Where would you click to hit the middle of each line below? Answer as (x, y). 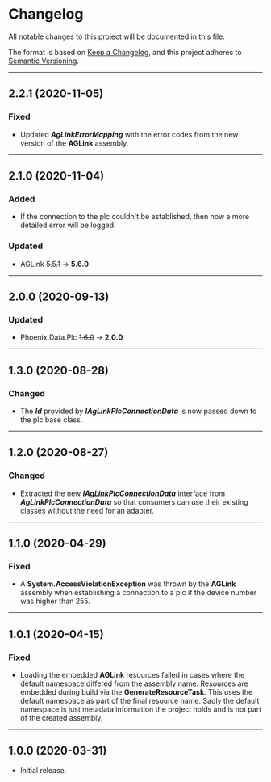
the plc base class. (51, 419)
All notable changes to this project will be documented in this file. (117, 36)
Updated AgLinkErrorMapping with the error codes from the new (129, 134)
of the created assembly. (61, 718)
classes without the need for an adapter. (87, 510)
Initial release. (43, 770)
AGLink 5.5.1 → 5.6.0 (54, 264)
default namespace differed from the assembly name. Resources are (134, 683)
